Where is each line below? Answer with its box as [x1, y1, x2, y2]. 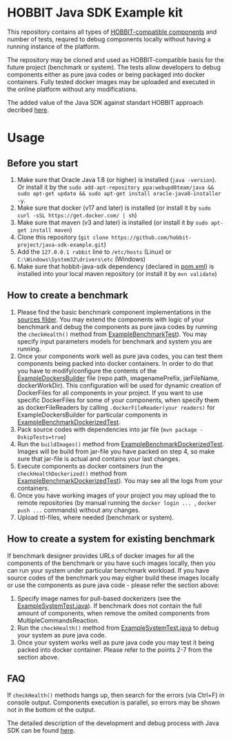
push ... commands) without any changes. [17, 506, 141, 514]
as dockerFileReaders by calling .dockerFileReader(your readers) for [17, 403, 215, 411]
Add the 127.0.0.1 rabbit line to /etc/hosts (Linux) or [17, 247, 172, 256]
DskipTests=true [17, 433, 64, 441]
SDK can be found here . [7, 727, 76, 735]
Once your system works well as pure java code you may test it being [17, 638, 215, 646]
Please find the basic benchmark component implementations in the [17, 308, 212, 316]
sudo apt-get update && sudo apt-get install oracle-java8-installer [17, 190, 222, 197]
